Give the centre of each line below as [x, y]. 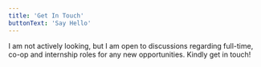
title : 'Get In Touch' [46, 16]
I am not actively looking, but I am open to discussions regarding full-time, [131, 45]
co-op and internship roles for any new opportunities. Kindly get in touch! [130, 54]
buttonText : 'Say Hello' [50, 23]
